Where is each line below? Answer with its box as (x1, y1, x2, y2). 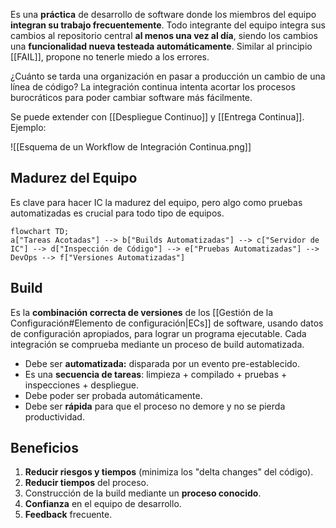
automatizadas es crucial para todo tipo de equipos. (10, 207, 225, 219)
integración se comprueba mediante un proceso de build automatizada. (10, 338, 305, 350)
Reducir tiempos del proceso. (24, 477, 150, 489)
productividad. (24, 410, 85, 423)
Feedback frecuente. (24, 509, 113, 521)
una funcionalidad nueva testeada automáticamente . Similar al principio (10, 40, 313, 52)
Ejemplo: (10, 122, 47, 133)
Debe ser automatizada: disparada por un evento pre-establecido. (24, 357, 301, 369)
